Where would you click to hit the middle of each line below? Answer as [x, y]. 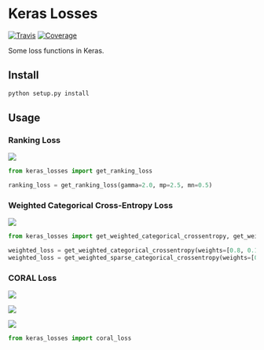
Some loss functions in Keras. [56, 50]
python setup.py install [49, 93]
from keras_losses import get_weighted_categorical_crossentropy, [119, 236]
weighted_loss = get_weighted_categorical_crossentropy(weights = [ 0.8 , [126, 251]
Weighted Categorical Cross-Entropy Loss [91, 205]
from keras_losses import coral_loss [70, 338]
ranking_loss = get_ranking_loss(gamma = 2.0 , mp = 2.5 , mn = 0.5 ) [110, 185]
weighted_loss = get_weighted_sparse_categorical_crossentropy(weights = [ [132, 258]
